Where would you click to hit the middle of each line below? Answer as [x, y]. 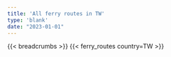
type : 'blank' [28, 20]
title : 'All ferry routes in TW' [56, 14]
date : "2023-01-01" [36, 26]
